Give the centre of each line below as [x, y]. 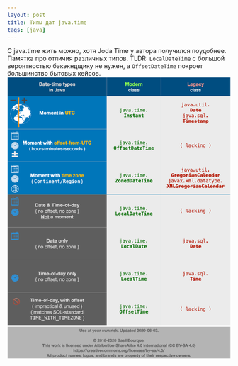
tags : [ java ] [27, 30]
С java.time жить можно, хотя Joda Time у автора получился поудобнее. [117, 51]
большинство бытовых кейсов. [54, 74]
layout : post [27, 15]
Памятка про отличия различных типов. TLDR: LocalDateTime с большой [116, 59]
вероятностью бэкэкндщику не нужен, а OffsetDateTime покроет [105, 66]
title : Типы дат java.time [47, 22]
